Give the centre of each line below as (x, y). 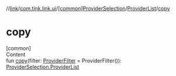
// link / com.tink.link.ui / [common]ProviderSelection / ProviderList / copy (88, 8)
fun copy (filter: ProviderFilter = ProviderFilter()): (64, 60)
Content (16, 54)
